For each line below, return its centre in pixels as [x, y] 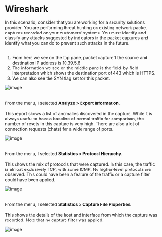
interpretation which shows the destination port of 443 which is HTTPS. [84, 73]
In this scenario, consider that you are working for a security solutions [75, 22]
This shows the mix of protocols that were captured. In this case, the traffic [80, 164]
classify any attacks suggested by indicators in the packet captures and [77, 38]
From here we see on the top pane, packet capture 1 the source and [80, 57]
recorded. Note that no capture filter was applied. [54, 220]
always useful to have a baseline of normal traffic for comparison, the [74, 118]
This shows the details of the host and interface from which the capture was [81, 215]
